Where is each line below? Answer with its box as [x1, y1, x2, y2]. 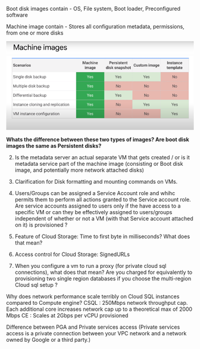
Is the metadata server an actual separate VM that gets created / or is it [14, 153, 190, 160]
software [6, 11, 28, 18]
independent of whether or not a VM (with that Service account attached [14, 215, 193, 222]
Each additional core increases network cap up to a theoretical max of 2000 [6, 305, 192, 313]
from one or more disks [6, 29, 64, 36]
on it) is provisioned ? [14, 221, 68, 228]
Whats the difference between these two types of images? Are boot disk [6, 135, 189, 143]
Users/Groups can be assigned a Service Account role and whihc [14, 189, 176, 196]
